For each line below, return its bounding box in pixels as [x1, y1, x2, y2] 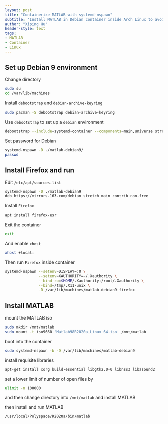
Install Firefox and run [5, 166, 75, 175]
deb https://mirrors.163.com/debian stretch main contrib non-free [5, 194, 149, 199]
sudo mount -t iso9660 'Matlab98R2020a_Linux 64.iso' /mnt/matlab [5, 329, 146, 334]
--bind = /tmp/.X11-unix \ [38, 283, 91, 288]
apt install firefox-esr [5, 213, 57, 218]
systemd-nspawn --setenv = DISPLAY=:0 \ [5, 269, 86, 274]
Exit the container [5, 222, 41, 228]
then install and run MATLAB [5, 404, 64, 410]
